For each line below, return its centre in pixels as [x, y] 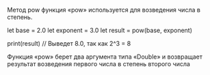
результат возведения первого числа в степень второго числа [99, 64]
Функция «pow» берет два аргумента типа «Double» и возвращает [105, 57]
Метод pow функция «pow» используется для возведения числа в [104, 10]
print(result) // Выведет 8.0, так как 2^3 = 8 [69, 43]
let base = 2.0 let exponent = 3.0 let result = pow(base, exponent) [100, 30]
